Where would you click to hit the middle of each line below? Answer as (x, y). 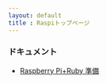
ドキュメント (33, 52)
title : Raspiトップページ (49, 23)
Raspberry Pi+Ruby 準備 (59, 70)
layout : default (35, 15)
